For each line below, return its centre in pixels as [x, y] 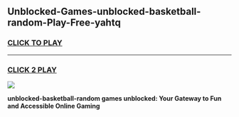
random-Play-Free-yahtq [64, 23]
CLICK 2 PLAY [32, 69]
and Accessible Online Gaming [54, 106]
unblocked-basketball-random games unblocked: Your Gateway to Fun [115, 98]
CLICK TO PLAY [35, 43]
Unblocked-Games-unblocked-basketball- [104, 12]
